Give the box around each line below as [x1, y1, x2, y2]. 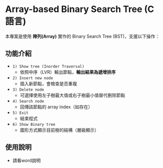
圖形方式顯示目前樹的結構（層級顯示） [19, 127, 99, 133]
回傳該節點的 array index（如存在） [19, 104, 93, 110]
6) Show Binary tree [12, 122, 55, 127]
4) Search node [12, 99, 44, 104]
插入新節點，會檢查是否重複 [19, 80, 77, 86]
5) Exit [12, 110, 28, 115]
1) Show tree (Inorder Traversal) [12, 64, 84, 69]
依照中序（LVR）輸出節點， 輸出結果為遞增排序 [19, 69, 116, 75]
